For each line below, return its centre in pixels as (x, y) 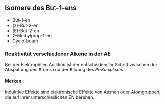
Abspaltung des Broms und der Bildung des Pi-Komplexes (64, 70)
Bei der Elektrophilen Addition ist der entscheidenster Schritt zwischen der (81, 65)
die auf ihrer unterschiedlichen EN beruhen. (50, 97)
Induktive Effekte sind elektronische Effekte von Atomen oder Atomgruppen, (83, 92)
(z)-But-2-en (25, 25)
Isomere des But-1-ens (41, 8)
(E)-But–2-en (26, 30)
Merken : (15, 81)
